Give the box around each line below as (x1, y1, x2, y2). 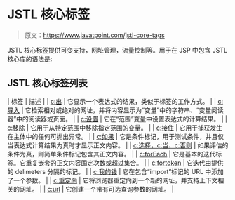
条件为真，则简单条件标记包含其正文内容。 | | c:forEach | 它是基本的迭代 (7, 149, 216, 158)
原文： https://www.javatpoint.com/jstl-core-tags (24, 31, 165, 39)
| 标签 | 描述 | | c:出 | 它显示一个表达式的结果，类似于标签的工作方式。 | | (7, 97, 216, 105)
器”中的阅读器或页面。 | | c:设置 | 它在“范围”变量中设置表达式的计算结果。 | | (7, 114, 228, 123)
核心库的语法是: (7, 54, 53, 63)
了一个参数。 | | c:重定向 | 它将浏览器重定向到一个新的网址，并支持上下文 (7, 176, 218, 185)
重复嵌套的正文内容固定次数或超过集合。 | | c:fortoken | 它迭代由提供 (25, 159, 224, 167)
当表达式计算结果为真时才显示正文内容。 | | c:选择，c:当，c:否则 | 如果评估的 (7, 141, 229, 149)
